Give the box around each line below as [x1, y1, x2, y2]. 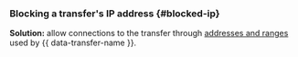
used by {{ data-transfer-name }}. [9, 37, 137, 48]
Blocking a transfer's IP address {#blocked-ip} [9, 7, 221, 20]
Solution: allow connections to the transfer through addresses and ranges [9, 28, 289, 39]
